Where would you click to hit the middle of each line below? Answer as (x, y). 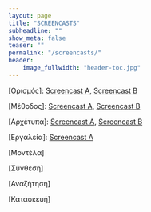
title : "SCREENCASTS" (44, 23)
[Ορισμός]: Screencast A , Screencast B (73, 90)
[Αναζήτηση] (29, 183)
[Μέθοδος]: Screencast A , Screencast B (74, 106)
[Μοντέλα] (26, 152)
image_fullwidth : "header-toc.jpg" (82, 68)
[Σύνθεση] (26, 168)
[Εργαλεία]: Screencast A (51, 137)
